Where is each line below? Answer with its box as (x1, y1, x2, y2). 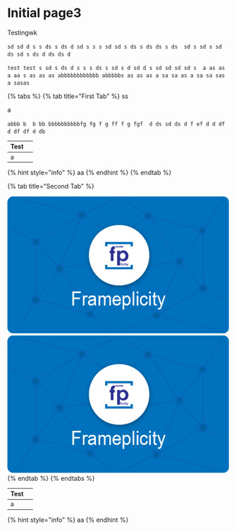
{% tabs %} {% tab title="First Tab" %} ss (7, 92, 129, 100)
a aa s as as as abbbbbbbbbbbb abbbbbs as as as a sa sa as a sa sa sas (7, 72, 225, 79)
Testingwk (7, 28, 37, 37)
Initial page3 (7, 5, 82, 21)
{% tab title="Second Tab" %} (7, 182, 95, 191)
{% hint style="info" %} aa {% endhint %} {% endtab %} (7, 168, 172, 177)
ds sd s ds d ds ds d (7, 51, 71, 58)
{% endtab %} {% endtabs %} (7, 474, 95, 482)
